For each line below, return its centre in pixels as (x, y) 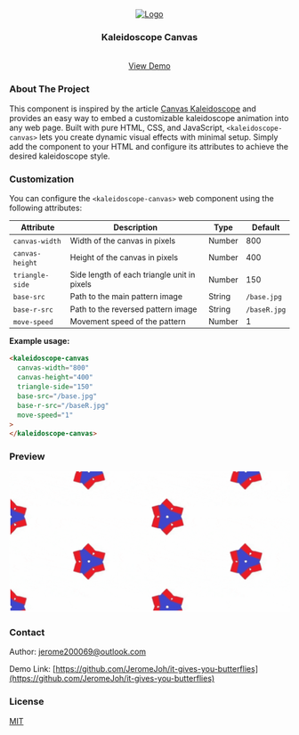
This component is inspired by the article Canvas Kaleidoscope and (133, 109)
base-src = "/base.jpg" (57, 396)
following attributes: (46, 208)
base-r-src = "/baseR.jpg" (63, 405)
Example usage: (40, 341)
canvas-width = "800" (53, 368)
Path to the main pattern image (126, 297)
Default (266, 227)
